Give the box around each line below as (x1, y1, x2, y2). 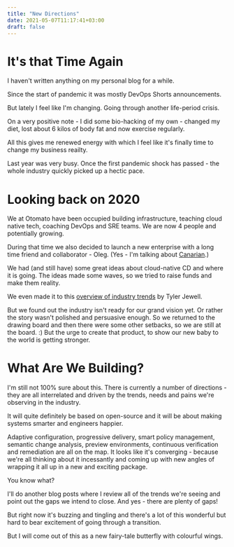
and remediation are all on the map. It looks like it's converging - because (7, 448, 219, 456)
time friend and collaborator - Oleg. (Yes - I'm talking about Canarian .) (7, 250, 210, 259)
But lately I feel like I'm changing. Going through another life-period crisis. (7, 104, 220, 112)
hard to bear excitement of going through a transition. (7, 518, 162, 527)
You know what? (7, 476, 54, 485)
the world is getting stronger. (7, 335, 91, 344)
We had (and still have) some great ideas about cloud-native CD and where (7, 264, 224, 272)
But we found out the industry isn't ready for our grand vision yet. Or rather (7, 306, 224, 314)
